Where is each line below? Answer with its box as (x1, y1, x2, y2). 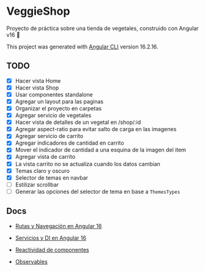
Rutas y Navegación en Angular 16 (15, 222, 102, 229)
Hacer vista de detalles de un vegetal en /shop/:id (15, 118, 141, 126)
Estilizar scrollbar (15, 181, 59, 188)
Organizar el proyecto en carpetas (15, 105, 102, 112)
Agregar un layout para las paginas (15, 97, 104, 105)
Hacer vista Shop (15, 84, 59, 91)
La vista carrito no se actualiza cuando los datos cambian (15, 160, 161, 167)
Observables (15, 258, 48, 265)
